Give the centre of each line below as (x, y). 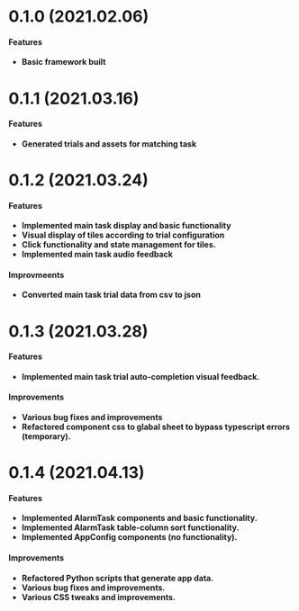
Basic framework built (63, 62)
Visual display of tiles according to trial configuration (123, 235)
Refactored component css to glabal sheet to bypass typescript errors (155, 427)
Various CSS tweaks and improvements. (99, 597)
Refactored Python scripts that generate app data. (118, 578)
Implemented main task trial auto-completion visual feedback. (140, 376)
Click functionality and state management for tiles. (119, 245)
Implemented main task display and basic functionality (126, 226)
